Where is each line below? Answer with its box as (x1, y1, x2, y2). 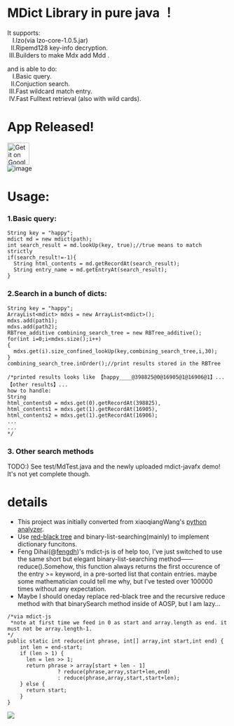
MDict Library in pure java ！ (7, 5, 175, 21)
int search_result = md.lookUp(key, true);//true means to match (7, 242, 202, 249)
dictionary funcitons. (17, 539, 78, 548)
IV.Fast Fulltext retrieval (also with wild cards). (8, 94, 142, 102)
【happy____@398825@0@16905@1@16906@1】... (97, 373, 226, 381)
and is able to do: (7, 65, 57, 73)
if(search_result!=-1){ (7, 254, 77, 262)
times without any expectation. (17, 584, 106, 593)
